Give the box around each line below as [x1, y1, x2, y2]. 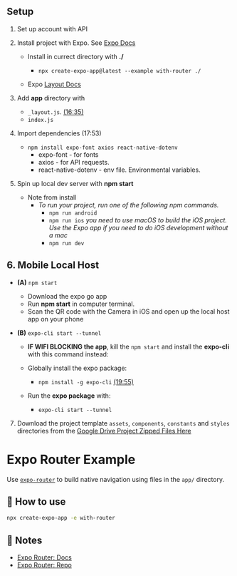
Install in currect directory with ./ [27, 52, 124, 61]
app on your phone [27, 314, 84, 323]
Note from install [27, 192, 77, 202]
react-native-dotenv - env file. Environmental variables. [38, 165, 201, 174]
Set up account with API [16, 24, 88, 33]
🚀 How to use [6, 495, 66, 508]
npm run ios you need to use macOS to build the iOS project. [48, 215, 227, 224]
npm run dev [48, 240, 85, 247]
